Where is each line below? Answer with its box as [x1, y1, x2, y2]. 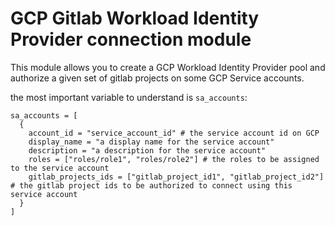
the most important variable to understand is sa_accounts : [10, 91, 248, 103]
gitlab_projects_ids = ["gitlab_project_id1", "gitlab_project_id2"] [28, 172, 325, 182]
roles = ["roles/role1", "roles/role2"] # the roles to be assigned [28, 154, 320, 164]
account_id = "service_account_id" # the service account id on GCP [28, 128, 320, 138]
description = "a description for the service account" [28, 145, 267, 156]
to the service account [10, 163, 110, 173]
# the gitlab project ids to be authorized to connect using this [10, 180, 293, 191]
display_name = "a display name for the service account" [28, 137, 275, 147]
